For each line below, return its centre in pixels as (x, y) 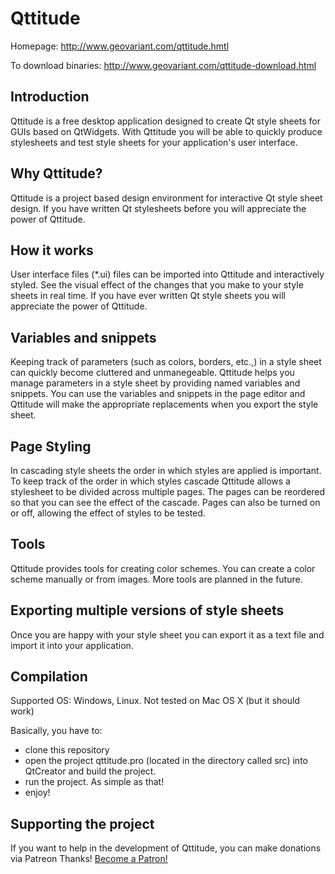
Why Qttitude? (56, 173)
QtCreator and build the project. (90, 771)
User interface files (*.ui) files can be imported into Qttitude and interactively (167, 274)
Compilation (49, 677)
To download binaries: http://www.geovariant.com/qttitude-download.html (163, 65)
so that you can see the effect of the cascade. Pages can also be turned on (165, 502)
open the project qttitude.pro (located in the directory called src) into (166, 761)
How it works (52, 250)
